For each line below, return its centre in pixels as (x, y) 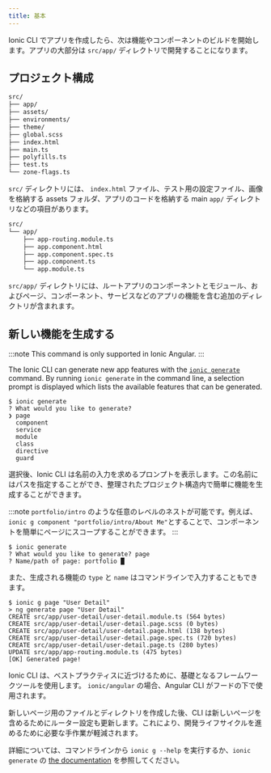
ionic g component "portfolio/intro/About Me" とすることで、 (112, 522)
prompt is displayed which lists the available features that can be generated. (135, 386)
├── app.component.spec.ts (68, 254)
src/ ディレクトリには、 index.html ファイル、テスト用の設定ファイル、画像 (136, 189)
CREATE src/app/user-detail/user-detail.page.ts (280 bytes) (114, 645)
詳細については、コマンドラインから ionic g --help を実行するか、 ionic (129, 750)
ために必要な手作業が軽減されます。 (83, 733)
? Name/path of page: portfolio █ (67, 561)
